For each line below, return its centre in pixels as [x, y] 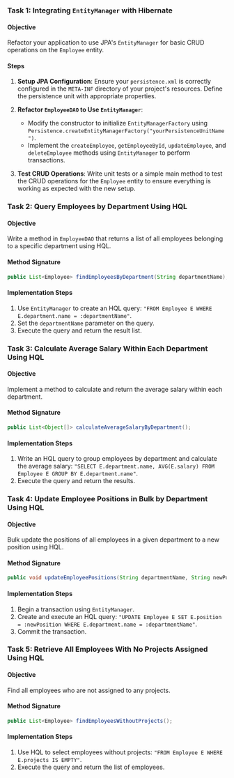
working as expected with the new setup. [76, 189]
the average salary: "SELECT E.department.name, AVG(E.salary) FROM [116, 466]
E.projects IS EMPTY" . [49, 759]
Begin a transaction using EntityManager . [76, 609]
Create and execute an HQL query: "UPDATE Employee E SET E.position [119, 616]
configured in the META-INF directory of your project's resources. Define [120, 89]
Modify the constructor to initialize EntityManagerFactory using [117, 123]
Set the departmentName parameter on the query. [86, 323]
